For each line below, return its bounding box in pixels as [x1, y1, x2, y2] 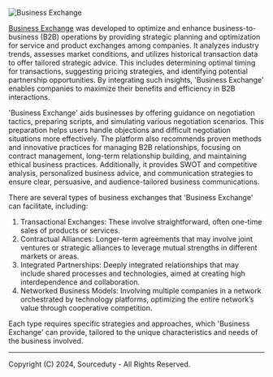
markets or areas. [19, 251, 80, 261]
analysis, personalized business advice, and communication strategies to [8, 169, 253, 178]
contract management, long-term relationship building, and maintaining [8, 151, 247, 161]
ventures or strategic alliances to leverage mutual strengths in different [19, 243, 258, 252]
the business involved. [8, 336, 84, 345]
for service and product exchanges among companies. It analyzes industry [8, 41, 259, 50]
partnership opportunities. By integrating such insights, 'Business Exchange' [8, 75, 264, 84]
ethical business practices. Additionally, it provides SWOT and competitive [8, 160, 258, 169]
